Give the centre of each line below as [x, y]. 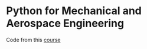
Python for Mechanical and [74, 11]
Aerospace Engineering [65, 23]
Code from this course [33, 40]
